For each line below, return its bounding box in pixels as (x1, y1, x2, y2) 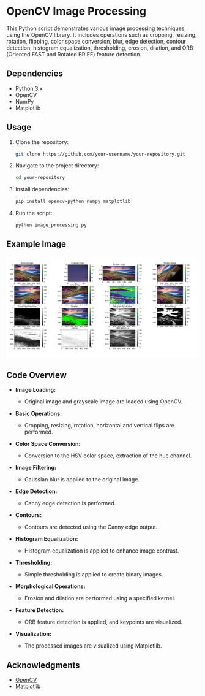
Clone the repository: (15, 138, 69, 145)
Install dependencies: (15, 186, 70, 193)
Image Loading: (15, 386, 56, 394)
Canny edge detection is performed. (24, 500, 116, 507)
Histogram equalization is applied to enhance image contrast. (24, 547, 179, 554)
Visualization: (15, 630, 52, 638)
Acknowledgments (6, 660, 81, 670)
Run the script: (15, 210, 53, 217)
